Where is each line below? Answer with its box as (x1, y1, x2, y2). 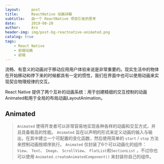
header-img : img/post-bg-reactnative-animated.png (5, 30, 110, 35)
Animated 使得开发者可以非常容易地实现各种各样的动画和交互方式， (17, 123, 152, 129)
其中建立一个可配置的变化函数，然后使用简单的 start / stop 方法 (30, 135, 159, 142)
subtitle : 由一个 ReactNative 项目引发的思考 (5, 16, 96, 21)
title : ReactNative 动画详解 (5, 12, 72, 17)
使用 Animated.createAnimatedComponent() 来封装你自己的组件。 (25, 154, 154, 160)
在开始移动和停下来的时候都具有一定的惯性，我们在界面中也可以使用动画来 (5, 73, 155, 79)
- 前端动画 (14, 48, 33, 53)
